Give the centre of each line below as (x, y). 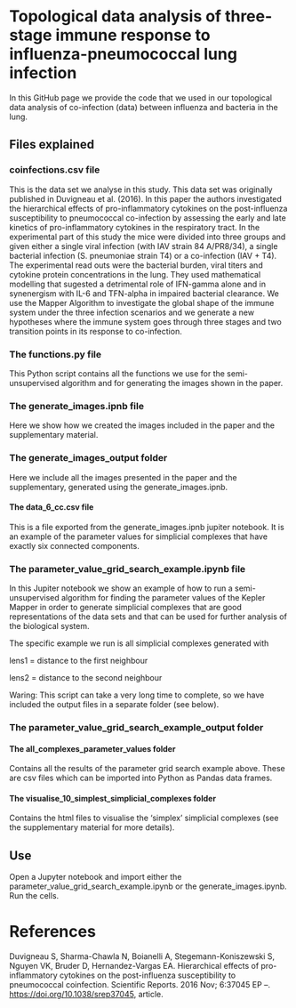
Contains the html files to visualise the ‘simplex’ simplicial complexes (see (144, 818)
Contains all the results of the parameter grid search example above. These (148, 769)
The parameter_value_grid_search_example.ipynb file (128, 569)
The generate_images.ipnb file (77, 406)
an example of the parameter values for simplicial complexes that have (139, 536)
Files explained (52, 145)
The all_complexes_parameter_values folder (92, 748)
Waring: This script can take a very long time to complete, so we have (137, 695)
